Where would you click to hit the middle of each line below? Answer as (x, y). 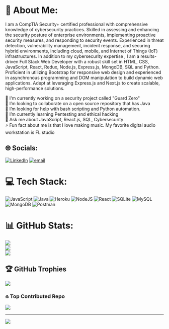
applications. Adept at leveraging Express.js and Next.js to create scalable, (82, 83)
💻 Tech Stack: (36, 181)
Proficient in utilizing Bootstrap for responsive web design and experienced (83, 72)
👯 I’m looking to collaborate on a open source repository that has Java (78, 103)
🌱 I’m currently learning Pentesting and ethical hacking (62, 114)
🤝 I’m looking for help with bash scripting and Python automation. (73, 109)
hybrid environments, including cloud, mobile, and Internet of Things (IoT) (81, 51)
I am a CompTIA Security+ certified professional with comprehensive (77, 24)
